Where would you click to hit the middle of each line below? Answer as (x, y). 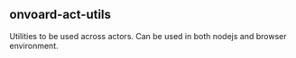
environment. (34, 46)
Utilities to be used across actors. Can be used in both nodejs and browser (148, 36)
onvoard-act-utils (60, 15)
